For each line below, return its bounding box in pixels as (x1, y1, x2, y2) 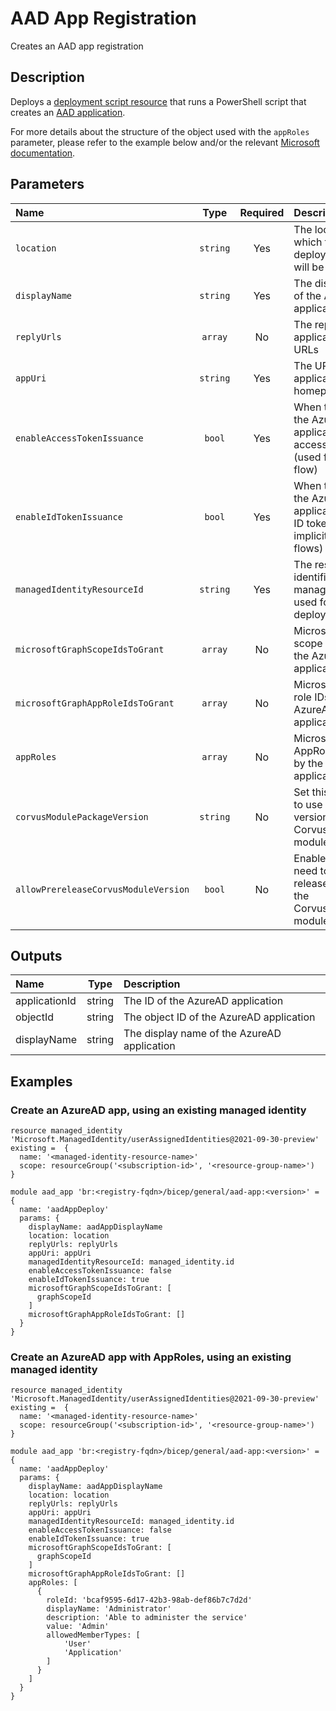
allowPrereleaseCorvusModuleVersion (15, 883, 190, 895)
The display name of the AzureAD (123, 1027, 282, 1041)
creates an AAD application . (10, 106, 126, 118)
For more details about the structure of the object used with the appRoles (10, 125, 310, 137)
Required (239, 205, 285, 219)
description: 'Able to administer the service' (46, 1613, 248, 1623)
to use (293, 797, 323, 811)
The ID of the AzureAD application (123, 994, 284, 1008)
